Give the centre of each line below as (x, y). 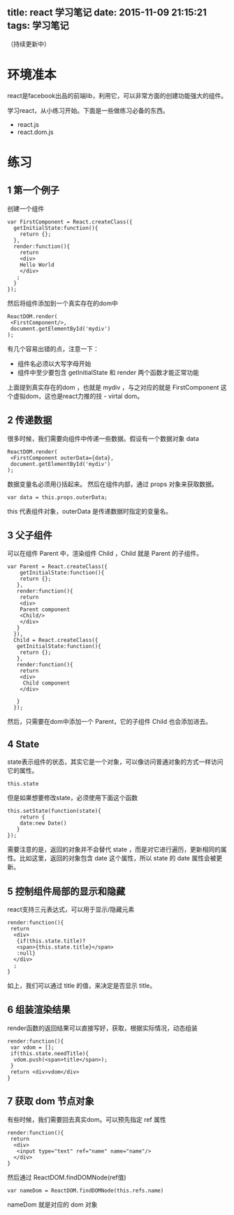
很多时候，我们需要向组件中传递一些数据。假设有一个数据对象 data (103, 438)
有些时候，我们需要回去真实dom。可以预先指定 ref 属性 (87, 1119)
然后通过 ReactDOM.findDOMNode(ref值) (67, 1177)
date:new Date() (44, 823)
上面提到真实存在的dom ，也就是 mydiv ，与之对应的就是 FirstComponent (113, 387)
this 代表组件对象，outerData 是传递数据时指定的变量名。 (90, 511)
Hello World (37, 265)
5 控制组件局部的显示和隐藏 (66, 891)
